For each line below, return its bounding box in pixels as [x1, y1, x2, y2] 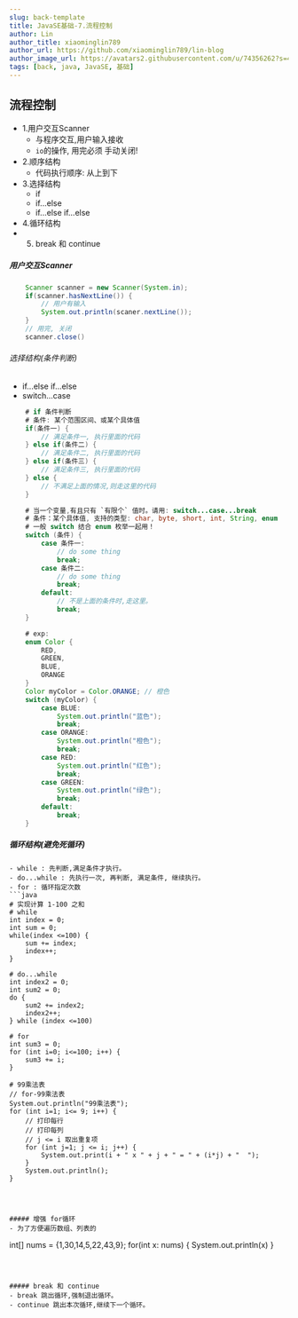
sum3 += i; [25, 1055, 66, 1064]
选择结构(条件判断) [9, 352, 78, 364]
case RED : [41, 753, 77, 762]
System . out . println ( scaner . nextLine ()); [41, 308, 192, 317]
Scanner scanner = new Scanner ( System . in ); [25, 283, 189, 292]
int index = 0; [9, 915, 66, 924]
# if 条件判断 [25, 407, 73, 416]
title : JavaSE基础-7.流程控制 [9, 21, 113, 30]
